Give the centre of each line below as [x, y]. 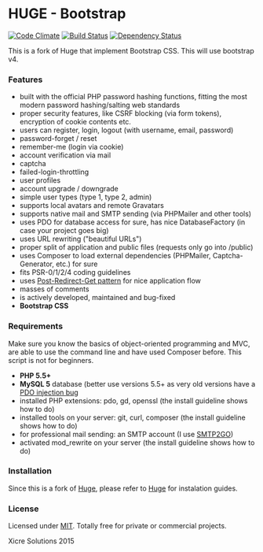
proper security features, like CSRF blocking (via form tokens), [121, 113]
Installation [30, 471]
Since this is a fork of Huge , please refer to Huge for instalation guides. [123, 488]
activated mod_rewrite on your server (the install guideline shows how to [137, 443]
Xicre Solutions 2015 [41, 541]
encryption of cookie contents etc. [75, 122]
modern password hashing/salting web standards [100, 105]
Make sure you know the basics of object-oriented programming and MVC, [129, 343]
